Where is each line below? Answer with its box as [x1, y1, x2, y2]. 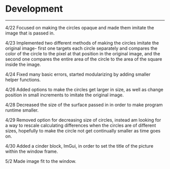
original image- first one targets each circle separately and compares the [5, 45, 158, 51]
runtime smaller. [5, 107, 39, 113]
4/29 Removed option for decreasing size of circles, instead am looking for [5, 117, 161, 123]
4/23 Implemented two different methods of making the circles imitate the [5, 40, 159, 46]
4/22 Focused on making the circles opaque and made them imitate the [5, 24, 154, 30]
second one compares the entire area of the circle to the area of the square [5, 56, 162, 62]
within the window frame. [5, 148, 58, 154]
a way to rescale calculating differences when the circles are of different [5, 122, 156, 128]
